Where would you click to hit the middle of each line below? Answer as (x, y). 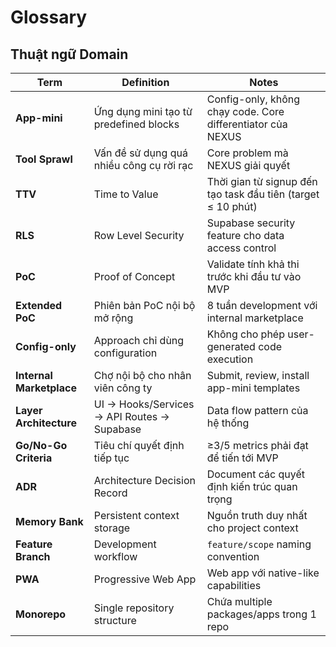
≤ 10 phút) (232, 206)
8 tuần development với (262, 305)
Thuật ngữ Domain (69, 54)
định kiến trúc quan (252, 486)
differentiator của (247, 124)
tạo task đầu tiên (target (263, 194)
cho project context (252, 528)
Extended (39, 305)
